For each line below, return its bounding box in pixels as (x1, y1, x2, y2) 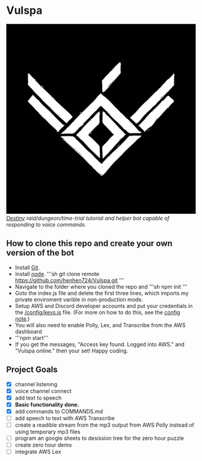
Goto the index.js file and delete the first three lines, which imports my (14, 289, 189, 296)
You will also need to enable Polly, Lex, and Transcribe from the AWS (14, 321, 186, 328)
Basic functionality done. (14, 401, 79, 408)
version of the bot (6, 248, 74, 258)
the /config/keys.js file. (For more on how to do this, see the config (14, 309, 180, 316)
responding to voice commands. (6, 221, 87, 228)
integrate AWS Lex (14, 448, 61, 456)
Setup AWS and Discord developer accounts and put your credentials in (14, 302, 193, 309)
